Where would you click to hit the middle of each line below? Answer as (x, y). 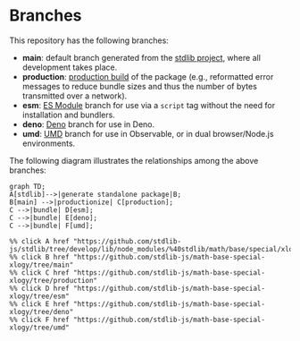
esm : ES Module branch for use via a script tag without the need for (148, 105)
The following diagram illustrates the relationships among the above (134, 160)
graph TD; (28, 186)
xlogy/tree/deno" (42, 311)
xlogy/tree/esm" (39, 296)
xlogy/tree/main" (42, 265)
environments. (49, 143)
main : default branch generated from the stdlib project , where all (142, 57)
